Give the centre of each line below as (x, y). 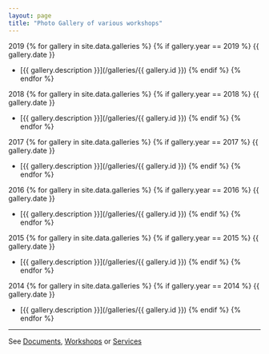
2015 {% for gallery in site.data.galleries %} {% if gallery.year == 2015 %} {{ (133, 237)
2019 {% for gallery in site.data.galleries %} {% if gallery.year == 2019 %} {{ (134, 46)
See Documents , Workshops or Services (75, 341)
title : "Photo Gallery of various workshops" (85, 23)
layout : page (30, 16)
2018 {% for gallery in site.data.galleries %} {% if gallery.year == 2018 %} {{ (134, 93)
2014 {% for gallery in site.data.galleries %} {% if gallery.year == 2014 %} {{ (134, 285)
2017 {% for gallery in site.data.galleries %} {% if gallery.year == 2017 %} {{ (133, 141)
